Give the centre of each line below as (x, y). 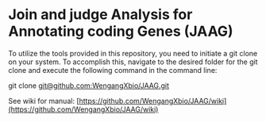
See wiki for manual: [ (44, 101)
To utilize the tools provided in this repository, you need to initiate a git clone (133, 53)
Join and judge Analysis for (100, 15)
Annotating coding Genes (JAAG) (121, 31)
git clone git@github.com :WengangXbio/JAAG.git (89, 86)
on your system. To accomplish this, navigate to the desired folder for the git (133, 62)
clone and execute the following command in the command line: (113, 70)
